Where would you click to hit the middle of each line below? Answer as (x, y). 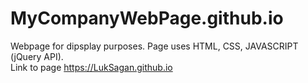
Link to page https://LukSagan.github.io (91, 67)
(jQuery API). (37, 56)
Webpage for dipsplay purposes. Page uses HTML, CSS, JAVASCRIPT (154, 46)
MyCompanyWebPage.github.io (147, 18)
